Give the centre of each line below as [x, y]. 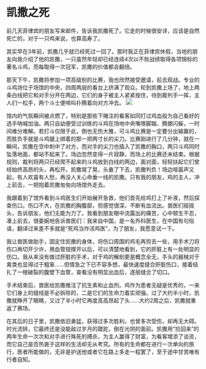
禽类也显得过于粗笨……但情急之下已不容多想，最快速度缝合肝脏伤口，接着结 [102, 264]
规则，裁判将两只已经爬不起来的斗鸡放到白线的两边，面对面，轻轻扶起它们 [100, 162]
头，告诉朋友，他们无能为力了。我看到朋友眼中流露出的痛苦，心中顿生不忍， [103, 213]
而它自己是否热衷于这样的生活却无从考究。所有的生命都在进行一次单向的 [97, 344]
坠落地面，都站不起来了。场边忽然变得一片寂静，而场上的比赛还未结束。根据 [103, 154]
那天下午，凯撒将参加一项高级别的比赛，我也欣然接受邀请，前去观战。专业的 [103, 80]
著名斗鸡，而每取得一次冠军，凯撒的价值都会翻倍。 [71, 67]
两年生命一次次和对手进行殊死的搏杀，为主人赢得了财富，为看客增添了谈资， [103, 336]
